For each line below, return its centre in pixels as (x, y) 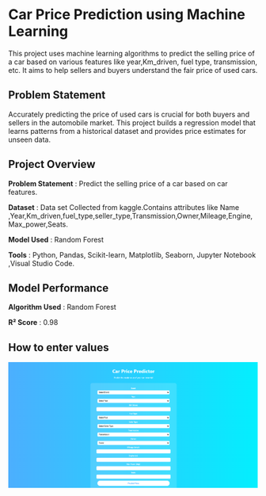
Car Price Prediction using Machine (127, 15)
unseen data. (30, 139)
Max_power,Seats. (38, 224)
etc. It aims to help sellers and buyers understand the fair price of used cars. (133, 70)
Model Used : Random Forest (56, 239)
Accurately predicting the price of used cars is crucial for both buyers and (129, 114)
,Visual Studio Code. (42, 263)
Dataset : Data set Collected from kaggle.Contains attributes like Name (124, 207)
